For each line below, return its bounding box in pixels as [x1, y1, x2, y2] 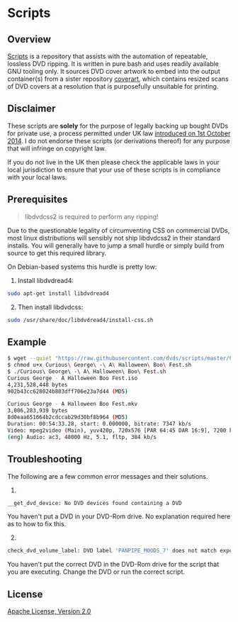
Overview [7, 33, 52, 45]
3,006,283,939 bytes [7, 407, 69, 414]
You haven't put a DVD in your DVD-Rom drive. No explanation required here [7, 512, 231, 521]
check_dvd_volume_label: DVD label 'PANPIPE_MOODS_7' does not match [7, 548, 217, 555]
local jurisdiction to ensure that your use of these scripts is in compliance [7, 165, 221, 174]
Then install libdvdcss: [17, 303, 84, 311]
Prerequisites [7, 194, 68, 206]
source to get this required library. [7, 248, 107, 257]
